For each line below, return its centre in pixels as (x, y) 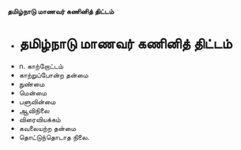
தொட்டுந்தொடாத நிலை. (54, 137)
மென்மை (33, 92)
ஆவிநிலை (34, 111)
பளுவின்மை (37, 101)
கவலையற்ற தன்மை (47, 128)
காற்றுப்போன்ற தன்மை (53, 75)
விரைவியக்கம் (40, 119)
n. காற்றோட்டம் (41, 66)
